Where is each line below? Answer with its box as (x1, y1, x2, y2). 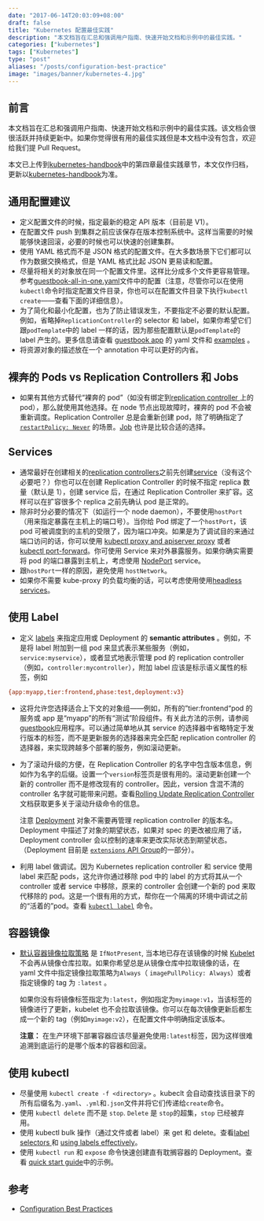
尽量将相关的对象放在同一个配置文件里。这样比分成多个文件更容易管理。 (19, 267, 254, 276)
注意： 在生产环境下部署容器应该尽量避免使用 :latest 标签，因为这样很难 (19, 1031, 253, 1041)
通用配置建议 (8, 194, 71, 208)
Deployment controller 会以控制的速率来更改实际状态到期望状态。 (19, 835, 232, 844)
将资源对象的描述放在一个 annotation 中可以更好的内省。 (19, 345, 203, 355)
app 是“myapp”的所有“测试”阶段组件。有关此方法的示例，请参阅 (42, 713, 249, 722)
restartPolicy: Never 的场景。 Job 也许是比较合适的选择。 (19, 422, 210, 432)
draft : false (8, 19, 51, 27)
